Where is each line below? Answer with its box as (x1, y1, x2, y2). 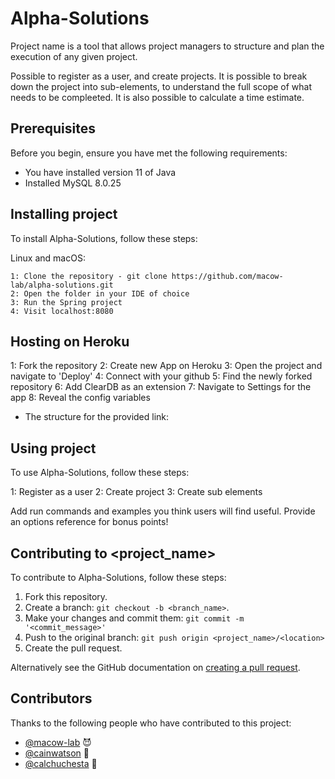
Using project (10, 440, 97, 457)
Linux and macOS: (10, 252, 86, 264)
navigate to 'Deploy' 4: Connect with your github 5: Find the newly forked (10, 370, 313, 382)
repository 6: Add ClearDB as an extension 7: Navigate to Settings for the (10, 381, 312, 393)
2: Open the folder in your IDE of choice (10, 288, 190, 299)
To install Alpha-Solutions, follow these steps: (10, 232, 198, 244)
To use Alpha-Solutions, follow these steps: (10, 467, 190, 479)
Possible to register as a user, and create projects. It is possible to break (10, 70, 308, 82)
